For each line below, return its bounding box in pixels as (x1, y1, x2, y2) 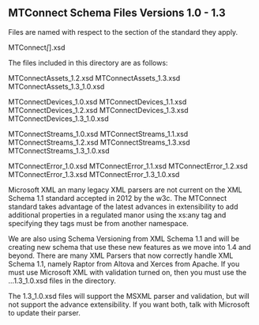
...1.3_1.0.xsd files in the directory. (8, 276, 116, 285)
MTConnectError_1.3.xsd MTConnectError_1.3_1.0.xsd (8, 169, 180, 179)
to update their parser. (8, 308, 81, 317)
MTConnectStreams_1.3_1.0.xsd (8, 145, 110, 155)
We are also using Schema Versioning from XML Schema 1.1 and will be (8, 233, 239, 244)
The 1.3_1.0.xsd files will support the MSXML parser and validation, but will (8, 291, 250, 300)
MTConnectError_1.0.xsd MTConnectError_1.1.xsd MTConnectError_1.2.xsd (8, 161, 249, 171)
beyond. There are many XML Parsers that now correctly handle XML (8, 251, 234, 260)
